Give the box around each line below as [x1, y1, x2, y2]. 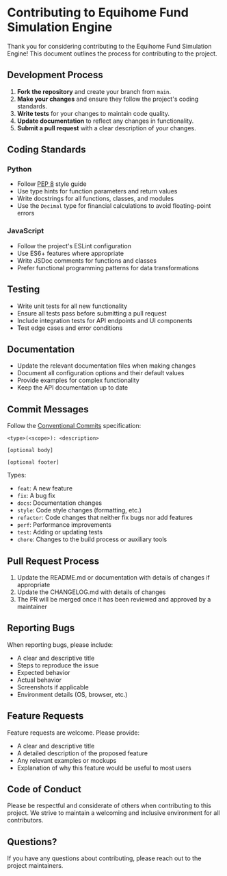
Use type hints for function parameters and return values [16, 187, 178, 196]
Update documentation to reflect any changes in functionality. [16, 117, 194, 125]
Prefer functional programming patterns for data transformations [16, 263, 200, 272]
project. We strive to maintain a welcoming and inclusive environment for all [7, 809, 220, 817]
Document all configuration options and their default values [16, 369, 185, 377]
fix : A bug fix [16, 492, 56, 500]
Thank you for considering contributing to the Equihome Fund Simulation [7, 42, 212, 50]
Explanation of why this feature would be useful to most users [16, 763, 191, 772]
